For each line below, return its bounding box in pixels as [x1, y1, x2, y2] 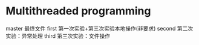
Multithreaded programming [5, 4, 151, 18]
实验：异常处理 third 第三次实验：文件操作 [5, 32, 110, 40]
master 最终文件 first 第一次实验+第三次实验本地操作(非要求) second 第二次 [5, 25, 194, 32]
